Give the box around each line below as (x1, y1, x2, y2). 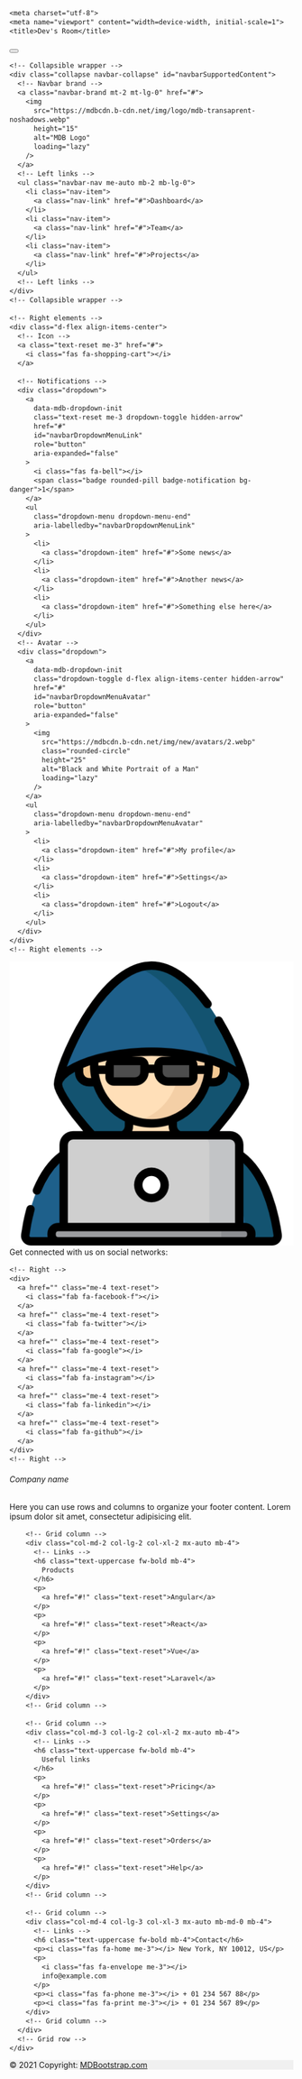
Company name (9, 1474, 69, 1485)
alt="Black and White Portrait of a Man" (41, 765, 200, 774)
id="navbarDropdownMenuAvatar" (32, 693, 151, 702)
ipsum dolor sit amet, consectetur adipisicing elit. (9, 1511, 192, 1522)
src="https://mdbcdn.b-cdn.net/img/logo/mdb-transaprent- (32, 106, 256, 115)
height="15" (32, 124, 78, 133)
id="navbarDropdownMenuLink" (32, 431, 143, 440)
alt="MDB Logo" (32, 133, 91, 143)
